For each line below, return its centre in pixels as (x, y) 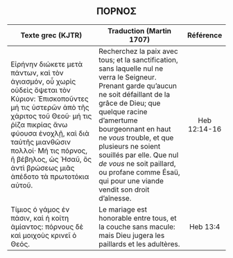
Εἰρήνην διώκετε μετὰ (47, 64)
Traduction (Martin (139, 30)
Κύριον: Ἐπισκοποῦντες (50, 98)
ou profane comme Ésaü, (139, 172)
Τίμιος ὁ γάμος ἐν (40, 209)
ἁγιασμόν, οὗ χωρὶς (43, 81)
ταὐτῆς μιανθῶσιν (41, 142)
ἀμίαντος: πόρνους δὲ (47, 226)
